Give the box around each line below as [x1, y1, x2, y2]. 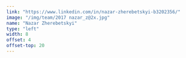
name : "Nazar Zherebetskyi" [6, 20, 78, 26]
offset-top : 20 [6, 43, 45, 49]
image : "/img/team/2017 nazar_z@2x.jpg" [6, 14, 111, 21]
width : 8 [6, 31, 29, 37]
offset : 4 [6, 37, 32, 43]
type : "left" [6, 25, 40, 32]
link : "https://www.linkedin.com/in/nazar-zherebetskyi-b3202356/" [6, 8, 181, 15]
